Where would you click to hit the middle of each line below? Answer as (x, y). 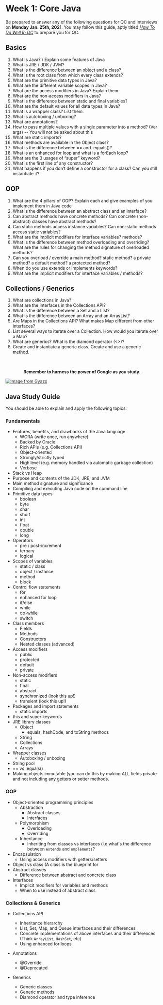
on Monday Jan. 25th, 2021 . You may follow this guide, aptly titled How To (80, 27)
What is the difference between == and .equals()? (62, 147)
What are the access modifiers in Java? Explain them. (66, 90)
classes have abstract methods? (64, 221)
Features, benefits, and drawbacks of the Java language (69, 432)
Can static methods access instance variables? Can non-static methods (84, 226)
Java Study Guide (33, 396)
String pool (24, 764)
